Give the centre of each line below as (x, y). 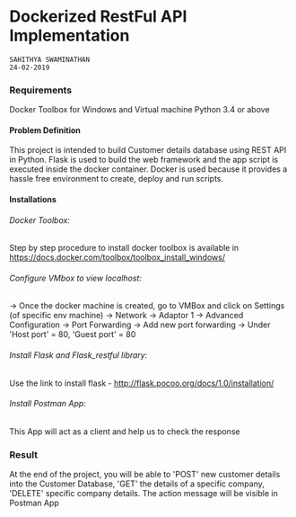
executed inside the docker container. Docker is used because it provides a (148, 169)
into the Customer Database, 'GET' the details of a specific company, (137, 484)
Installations (33, 200)
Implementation (70, 36)
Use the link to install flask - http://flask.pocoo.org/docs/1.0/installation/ (142, 383)
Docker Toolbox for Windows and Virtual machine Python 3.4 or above (140, 110)
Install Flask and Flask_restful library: (78, 355)
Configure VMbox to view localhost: (75, 278)
